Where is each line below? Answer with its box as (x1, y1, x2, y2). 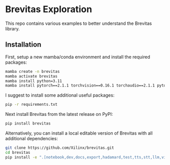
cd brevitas (5, 150, 30, 155)
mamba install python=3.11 (5, 78, 62, 84)
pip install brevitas (5, 121, 51, 126)
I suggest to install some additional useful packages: (5, 92, 115, 98)
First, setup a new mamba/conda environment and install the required (5, 54, 150, 60)
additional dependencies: (5, 136, 58, 141)
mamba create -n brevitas (5, 69, 60, 74)
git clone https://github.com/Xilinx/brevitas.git (5, 145, 114, 150)
